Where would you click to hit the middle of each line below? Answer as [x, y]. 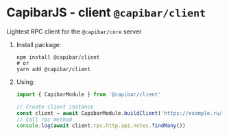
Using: [25, 82]
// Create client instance [55, 107]
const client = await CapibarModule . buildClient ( [89, 113]
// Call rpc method [44, 120]
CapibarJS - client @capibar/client [106, 13]
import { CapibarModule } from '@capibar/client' [89, 94]
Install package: [39, 44]
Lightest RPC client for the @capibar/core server [74, 31]
